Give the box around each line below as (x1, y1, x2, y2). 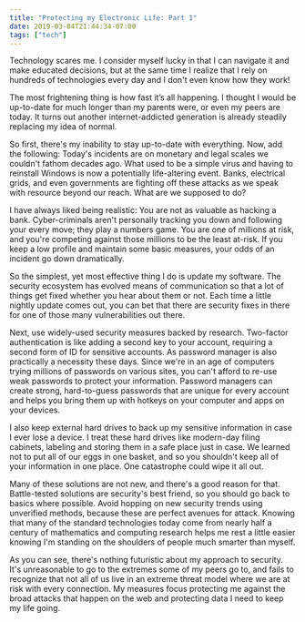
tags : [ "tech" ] (9, 30, 67, 39)
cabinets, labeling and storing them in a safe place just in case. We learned (9, 442, 290, 453)
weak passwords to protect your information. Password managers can (9, 375, 273, 387)
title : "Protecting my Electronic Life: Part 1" (9, 13, 198, 23)
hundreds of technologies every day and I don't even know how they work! (9, 75, 290, 86)
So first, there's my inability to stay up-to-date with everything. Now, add (9, 138, 283, 150)
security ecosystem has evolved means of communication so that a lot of (9, 280, 284, 291)
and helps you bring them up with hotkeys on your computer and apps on (9, 395, 285, 406)
